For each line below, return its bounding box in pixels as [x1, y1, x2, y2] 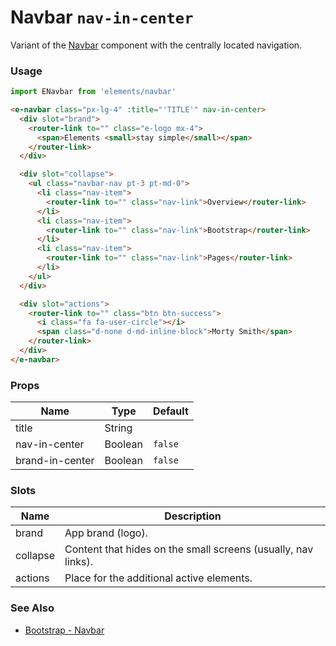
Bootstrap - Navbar [24, 624, 105, 636]
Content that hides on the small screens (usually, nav [64, 542, 314, 556]
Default [152, 404, 189, 418]
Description [164, 509, 222, 523]
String [104, 421, 133, 435]
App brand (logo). [64, 526, 148, 540]
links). [64, 555, 94, 569]
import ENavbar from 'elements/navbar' [10, 87, 177, 97]
